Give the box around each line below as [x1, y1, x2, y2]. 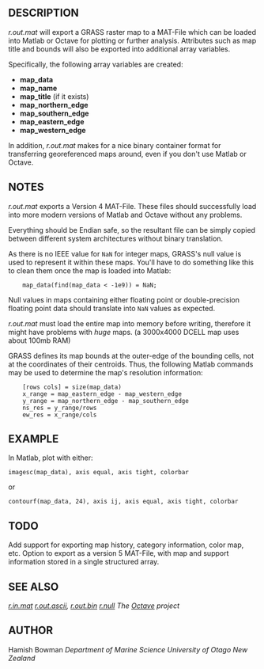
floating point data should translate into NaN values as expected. [8, 303, 216, 313]
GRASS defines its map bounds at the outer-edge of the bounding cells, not [8, 351, 255, 360]
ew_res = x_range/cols [22, 411, 97, 419]
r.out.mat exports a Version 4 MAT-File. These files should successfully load [8, 201, 257, 211]
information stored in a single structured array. [8, 557, 160, 567]
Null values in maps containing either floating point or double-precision [8, 295, 239, 304]
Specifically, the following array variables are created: [8, 59, 183, 69]
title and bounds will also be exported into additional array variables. [8, 44, 231, 54]
